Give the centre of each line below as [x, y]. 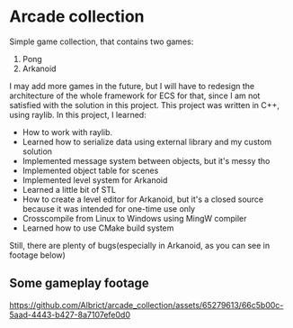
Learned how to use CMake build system [98, 228]
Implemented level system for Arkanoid [95, 180]
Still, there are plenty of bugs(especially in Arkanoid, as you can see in [140, 245]
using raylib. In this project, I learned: [78, 114]
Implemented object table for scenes [90, 170]
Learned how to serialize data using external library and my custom [147, 141]
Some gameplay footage [80, 283]
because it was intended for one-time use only [109, 208]
